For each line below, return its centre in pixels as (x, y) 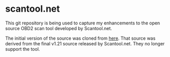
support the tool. (23, 49)
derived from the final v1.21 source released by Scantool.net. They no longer (85, 43)
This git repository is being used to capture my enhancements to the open (83, 23)
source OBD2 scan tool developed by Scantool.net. (59, 28)
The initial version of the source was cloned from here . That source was (80, 38)
